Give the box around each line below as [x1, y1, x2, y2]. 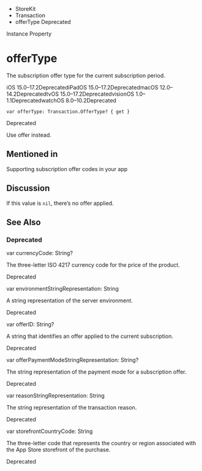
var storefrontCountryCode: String [6, 427, 93, 435]
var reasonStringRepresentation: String [6, 392, 105, 399]
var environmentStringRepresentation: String [6, 285, 119, 293]
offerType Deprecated [15, 18, 72, 25]
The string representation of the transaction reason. [6, 404, 137, 412]
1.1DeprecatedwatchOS [6, 96, 65, 104]
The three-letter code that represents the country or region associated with [6, 440, 196, 447]
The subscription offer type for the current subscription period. [6, 72, 165, 79]
